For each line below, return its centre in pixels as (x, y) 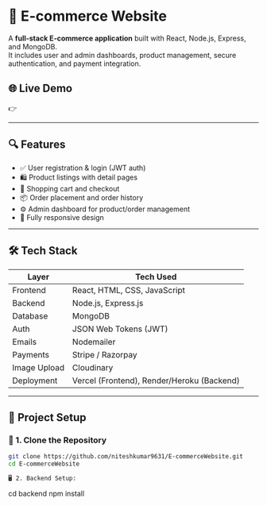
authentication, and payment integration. (75, 64)
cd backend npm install (46, 493)
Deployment (35, 380)
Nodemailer (94, 342)
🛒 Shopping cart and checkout (70, 188)
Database (30, 316)
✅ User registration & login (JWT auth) (83, 168)
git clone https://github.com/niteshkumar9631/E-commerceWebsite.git (126, 457)
